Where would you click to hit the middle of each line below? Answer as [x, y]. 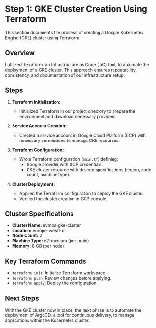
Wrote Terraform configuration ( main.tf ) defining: [69, 159]
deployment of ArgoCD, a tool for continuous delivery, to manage [70, 315]
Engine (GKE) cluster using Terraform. [43, 38]
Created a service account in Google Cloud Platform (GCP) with [83, 135]
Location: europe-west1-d [38, 231]
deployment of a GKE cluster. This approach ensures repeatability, [71, 70]
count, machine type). [48, 174]
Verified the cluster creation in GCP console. [63, 198]
